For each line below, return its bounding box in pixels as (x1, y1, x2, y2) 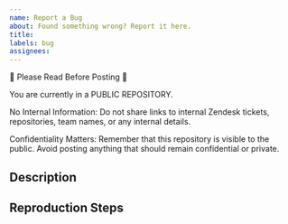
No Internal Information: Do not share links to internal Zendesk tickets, (9, 107, 270, 117)
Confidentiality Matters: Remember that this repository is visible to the (9, 134, 270, 145)
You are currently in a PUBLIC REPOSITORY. (9, 89, 173, 100)
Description (9, 169, 77, 185)
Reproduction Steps (9, 200, 124, 215)
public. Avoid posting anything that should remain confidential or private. (9, 144, 280, 154)
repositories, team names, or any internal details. (9, 117, 191, 127)
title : (9, 30, 34, 39)
